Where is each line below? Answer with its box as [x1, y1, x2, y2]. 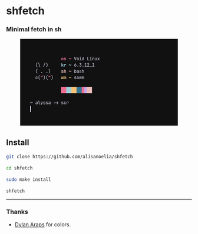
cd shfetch [6, 165, 33, 171]
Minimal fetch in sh [6, 25, 62, 34]
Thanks [6, 207, 28, 216]
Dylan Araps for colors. [14, 221, 71, 228]
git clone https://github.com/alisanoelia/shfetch [6, 154, 133, 160]
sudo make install [6, 177, 51, 183]
